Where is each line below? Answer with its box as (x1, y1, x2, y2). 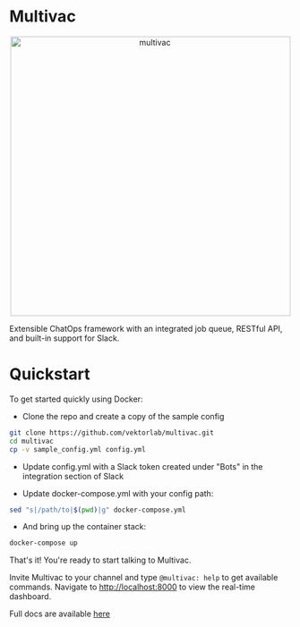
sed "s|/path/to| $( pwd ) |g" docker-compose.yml (9, 505, 186, 514)
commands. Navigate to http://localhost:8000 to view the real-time (9, 581, 256, 592)
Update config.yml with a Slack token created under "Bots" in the (21, 461, 263, 471)
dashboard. (9, 591, 52, 602)
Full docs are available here (9, 608, 110, 619)
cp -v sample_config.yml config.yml (9, 445, 146, 453)
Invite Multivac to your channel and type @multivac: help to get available (9, 572, 279, 583)
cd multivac (9, 436, 54, 445)
